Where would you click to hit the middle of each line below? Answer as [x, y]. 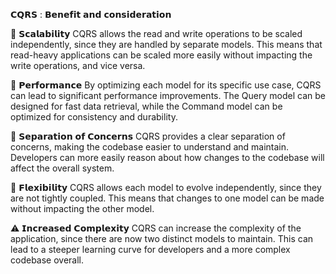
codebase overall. [47, 260]
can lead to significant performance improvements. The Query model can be [168, 95]
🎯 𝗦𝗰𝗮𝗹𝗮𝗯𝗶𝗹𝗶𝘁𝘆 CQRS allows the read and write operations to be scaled [156, 33]
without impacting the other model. [82, 208]
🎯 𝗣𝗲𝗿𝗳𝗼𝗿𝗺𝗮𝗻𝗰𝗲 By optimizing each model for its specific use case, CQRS [166, 85]
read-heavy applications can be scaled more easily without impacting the [161, 55]
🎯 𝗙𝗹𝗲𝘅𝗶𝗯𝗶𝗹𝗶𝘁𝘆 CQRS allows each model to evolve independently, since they [166, 187]
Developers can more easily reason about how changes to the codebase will [167, 157]
